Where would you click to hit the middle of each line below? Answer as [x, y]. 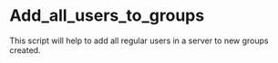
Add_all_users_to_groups [107, 16]
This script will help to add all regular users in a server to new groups [139, 40]
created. [25, 49]
